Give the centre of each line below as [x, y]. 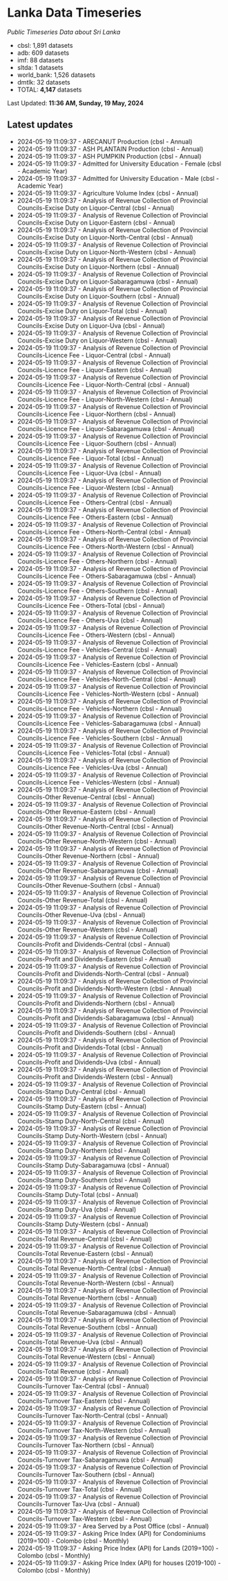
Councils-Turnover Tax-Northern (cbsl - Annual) [85, 1445]
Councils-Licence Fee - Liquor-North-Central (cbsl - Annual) [103, 384]
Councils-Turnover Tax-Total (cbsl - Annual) [79, 1489]
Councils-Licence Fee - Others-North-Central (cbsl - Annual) [104, 532]
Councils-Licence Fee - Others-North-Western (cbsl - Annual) [105, 546]
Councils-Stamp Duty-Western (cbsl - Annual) [83, 1224]
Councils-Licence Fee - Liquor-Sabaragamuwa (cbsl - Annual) [106, 428]
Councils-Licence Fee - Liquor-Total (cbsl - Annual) [91, 458]
